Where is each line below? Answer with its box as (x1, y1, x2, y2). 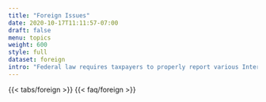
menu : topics (8, 33, 51, 42)
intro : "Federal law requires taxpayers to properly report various (8, 63, 239, 71)
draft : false (8, 26, 51, 34)
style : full (8, 48, 47, 56)
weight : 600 (8, 41, 47, 49)
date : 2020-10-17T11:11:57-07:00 (8, 19, 119, 27)
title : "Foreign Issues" (8, 11, 90, 20)
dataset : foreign (8, 56, 66, 64)
